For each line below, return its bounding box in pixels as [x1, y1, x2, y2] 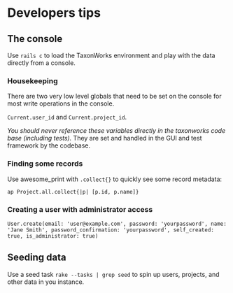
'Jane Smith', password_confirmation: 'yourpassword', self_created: [7, 226, 215, 234]
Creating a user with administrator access [7, 204, 153, 214]
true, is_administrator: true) [7, 232, 99, 239]
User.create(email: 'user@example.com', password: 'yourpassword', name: [7, 220, 227, 227]
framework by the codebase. [7, 141, 91, 150]
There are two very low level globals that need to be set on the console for [7, 92, 222, 101]
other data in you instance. [7, 278, 85, 286]
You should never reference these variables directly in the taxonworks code [7, 127, 226, 135]
